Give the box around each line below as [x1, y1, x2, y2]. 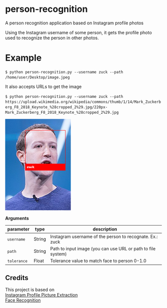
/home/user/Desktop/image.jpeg [5, 75, 70, 80]
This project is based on [5, 287, 55, 293]
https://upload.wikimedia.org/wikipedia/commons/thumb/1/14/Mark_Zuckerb [5, 99, 162, 104]
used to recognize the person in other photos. [5, 35, 99, 41]
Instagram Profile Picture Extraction [5, 292, 78, 298]
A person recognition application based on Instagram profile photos [5, 20, 144, 26]
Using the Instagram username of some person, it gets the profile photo [5, 29, 152, 35]
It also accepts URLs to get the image [5, 83, 82, 89]
